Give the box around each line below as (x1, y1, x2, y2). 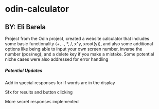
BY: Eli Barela (5, 23, 46, 31)
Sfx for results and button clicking (5, 89, 73, 95)
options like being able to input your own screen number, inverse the (5, 46, 142, 52)
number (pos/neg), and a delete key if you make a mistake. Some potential (5, 51, 154, 57)
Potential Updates (5, 67, 43, 73)
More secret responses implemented (5, 98, 79, 104)
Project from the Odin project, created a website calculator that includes (5, 36, 150, 41)
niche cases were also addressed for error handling (5, 56, 108, 62)
